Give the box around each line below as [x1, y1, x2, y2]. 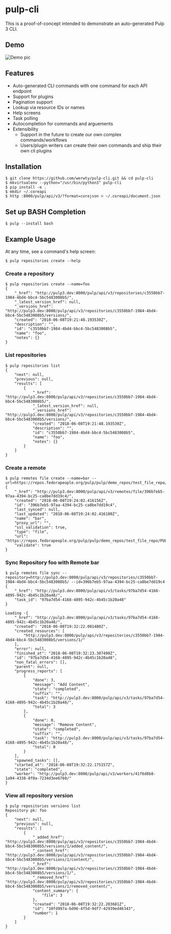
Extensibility [12, 126, 39, 132]
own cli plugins [20, 147, 52, 154]
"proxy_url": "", [14, 520, 51, 525]
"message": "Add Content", [32, 682, 90, 687]
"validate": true [14, 542, 51, 548]
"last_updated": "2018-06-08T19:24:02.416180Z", [14, 511, 120, 516]
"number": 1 [32, 911, 58, 916]
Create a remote [5, 464, 46, 471]
